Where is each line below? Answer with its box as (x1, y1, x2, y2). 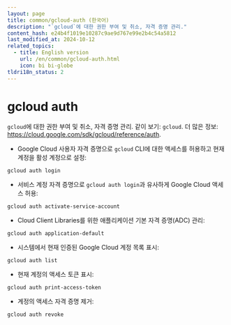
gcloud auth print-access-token (7, 284, 101, 292)
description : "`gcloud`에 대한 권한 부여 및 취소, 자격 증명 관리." (7, 23, 187, 30)
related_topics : (7, 43, 54, 50)
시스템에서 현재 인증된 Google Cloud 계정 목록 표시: (17, 243, 159, 252)
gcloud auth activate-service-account (7, 203, 120, 210)
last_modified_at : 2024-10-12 (7, 36, 96, 43)
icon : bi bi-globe (20, 62, 73, 69)
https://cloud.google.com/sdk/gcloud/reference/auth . (7, 130, 162, 139)
